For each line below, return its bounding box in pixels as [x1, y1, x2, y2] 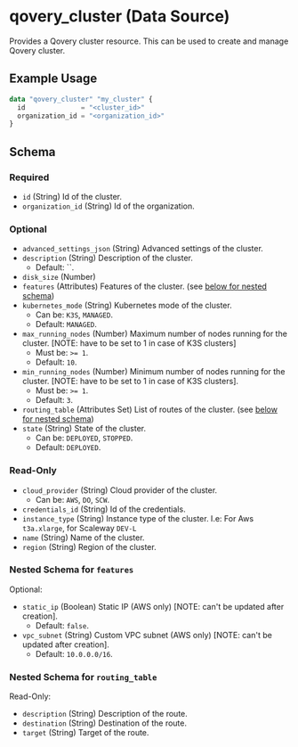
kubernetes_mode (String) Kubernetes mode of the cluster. [21, 300, 233, 311]
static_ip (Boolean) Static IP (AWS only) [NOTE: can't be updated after [21, 601, 285, 612]
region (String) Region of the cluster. [21, 541, 157, 552]
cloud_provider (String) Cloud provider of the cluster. [21, 484, 218, 496]
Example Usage [9, 71, 98, 86]
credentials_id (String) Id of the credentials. [21, 504, 186, 514]
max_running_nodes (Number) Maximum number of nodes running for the [21, 328, 287, 340]
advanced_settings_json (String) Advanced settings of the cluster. [21, 243, 264, 254]
